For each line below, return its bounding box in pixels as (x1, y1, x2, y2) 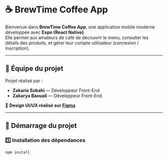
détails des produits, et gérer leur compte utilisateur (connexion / (5, 39, 139, 45)
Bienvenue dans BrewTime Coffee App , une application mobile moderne (5, 23, 155, 30)
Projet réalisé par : (5, 77, 43, 83)
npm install (5, 150, 30, 155)
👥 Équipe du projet (5, 64, 63, 73)
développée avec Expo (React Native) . (5, 29, 85, 35)
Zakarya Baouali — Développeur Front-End (12, 92, 102, 98)
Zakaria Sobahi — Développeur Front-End (12, 87, 100, 93)
